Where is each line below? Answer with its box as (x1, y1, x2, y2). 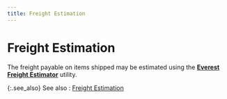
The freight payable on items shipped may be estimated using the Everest (7, 63, 220, 71)
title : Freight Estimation (7, 10, 86, 17)
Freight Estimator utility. (7, 70, 77, 78)
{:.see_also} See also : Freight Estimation (7, 84, 124, 92)
